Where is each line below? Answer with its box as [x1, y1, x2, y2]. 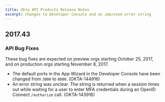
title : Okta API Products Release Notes [5, 7, 90, 12]
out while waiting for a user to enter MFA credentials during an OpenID [12, 87, 156, 93]
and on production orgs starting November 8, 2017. [5, 61, 109, 67]
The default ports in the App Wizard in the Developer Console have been [12, 71, 161, 77]
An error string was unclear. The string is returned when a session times [12, 81, 160, 87]
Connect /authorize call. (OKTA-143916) [12, 92, 95, 98]
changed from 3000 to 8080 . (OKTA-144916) [12, 76, 100, 82]
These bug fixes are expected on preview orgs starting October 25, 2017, [5, 56, 154, 62]
